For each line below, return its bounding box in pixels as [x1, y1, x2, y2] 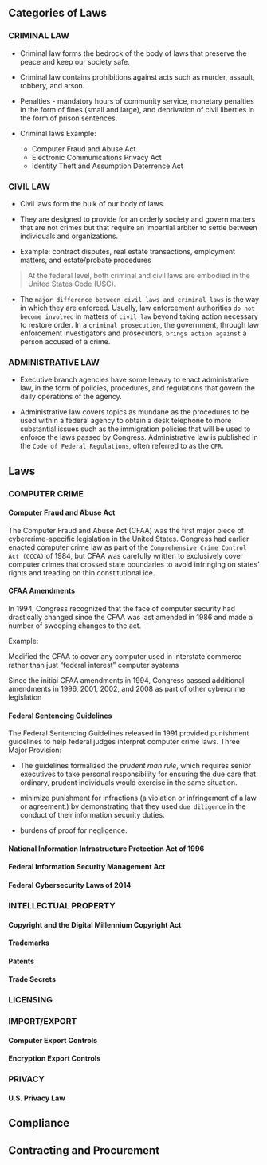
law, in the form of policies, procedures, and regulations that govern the [19, 383, 255, 393]
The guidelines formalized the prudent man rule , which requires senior [19, 761, 252, 771]
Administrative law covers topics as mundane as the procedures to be [19, 407, 249, 417]
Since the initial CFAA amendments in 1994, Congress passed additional [8, 676, 245, 684]
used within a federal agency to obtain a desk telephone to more [19, 416, 232, 426]
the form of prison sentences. [19, 113, 118, 123]
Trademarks [8, 938, 50, 947]
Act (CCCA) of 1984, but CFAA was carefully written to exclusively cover [8, 551, 243, 560]
